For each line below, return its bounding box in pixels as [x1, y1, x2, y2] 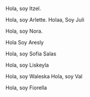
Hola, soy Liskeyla [5, 61, 49, 68]
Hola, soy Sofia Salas [5, 50, 57, 57]
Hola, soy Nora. [5, 27, 43, 34]
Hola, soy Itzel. [5, 5, 41, 12]
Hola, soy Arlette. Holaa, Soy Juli [5, 16, 85, 23]
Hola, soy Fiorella [5, 84, 47, 91]
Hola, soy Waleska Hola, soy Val [5, 73, 83, 79]
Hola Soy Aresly [5, 39, 44, 46]
